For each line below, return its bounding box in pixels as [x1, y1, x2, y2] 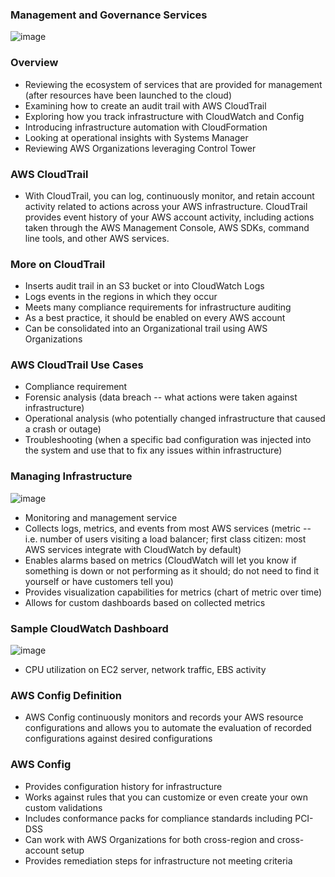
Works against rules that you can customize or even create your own [24, 791, 309, 803]
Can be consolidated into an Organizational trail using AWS [24, 323, 268, 335]
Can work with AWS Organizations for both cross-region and [24, 833, 275, 845]
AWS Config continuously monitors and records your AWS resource [24, 711, 304, 723]
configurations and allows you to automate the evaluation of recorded [24, 722, 312, 734]
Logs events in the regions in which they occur [24, 291, 218, 303]
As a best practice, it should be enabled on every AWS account [24, 312, 286, 324]
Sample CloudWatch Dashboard [10, 621, 169, 635]
